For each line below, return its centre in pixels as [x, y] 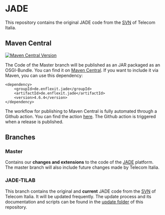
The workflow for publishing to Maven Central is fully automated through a [81, 111]
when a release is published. [34, 122]
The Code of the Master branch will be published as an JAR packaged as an [83, 65]
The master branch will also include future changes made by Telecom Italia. [82, 167]
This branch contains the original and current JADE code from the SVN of [81, 191]
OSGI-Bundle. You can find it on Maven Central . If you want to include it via [82, 70]
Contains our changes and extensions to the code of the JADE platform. [79, 162]
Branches [20, 137]
